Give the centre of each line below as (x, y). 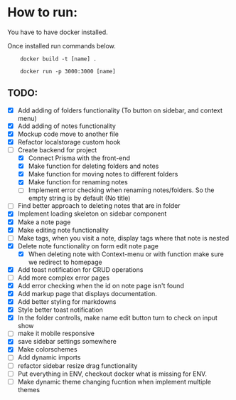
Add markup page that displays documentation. (87, 294)
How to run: (43, 12)
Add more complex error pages (64, 278)
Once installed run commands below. (61, 46)
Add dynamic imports (49, 357)
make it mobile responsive (56, 333)
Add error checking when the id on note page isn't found (101, 285)
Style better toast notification (60, 310)
